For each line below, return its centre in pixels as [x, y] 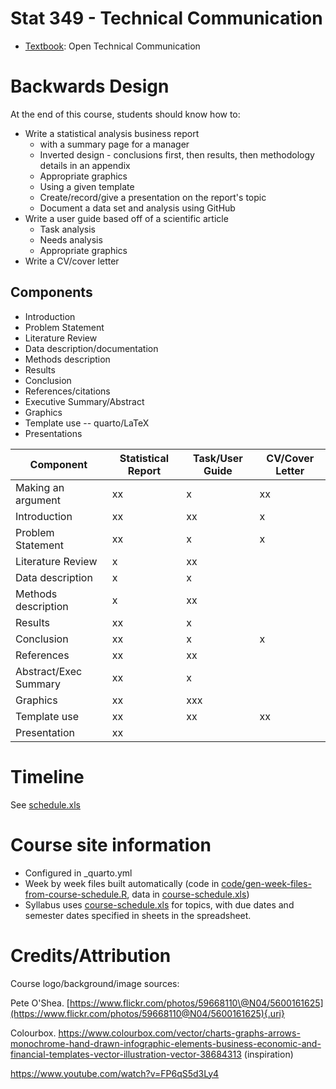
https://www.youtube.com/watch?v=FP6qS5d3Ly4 [115, 1073]
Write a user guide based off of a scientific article [126, 218]
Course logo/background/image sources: [95, 983]
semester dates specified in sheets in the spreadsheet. [138, 915]
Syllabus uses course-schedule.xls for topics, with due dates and [159, 904]
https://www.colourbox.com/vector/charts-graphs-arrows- [179, 1033]
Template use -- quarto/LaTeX [87, 423]
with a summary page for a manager [114, 144]
